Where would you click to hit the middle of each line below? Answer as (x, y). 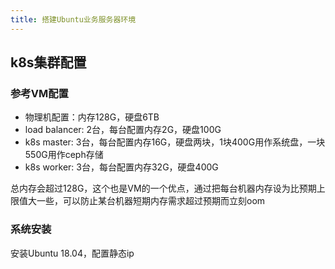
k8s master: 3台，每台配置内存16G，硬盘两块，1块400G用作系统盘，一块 (175, 142)
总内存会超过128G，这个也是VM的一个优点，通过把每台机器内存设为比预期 (163, 188)
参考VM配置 (39, 93)
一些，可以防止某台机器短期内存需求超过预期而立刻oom (151, 201)
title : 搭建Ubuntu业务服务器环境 (73, 19)
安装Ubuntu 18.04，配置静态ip (72, 253)
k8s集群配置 (48, 62)
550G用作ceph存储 (64, 155)
